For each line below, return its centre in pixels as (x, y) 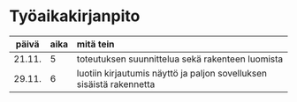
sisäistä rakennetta (116, 84)
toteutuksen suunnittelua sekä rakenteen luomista (180, 59)
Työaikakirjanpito (75, 16)
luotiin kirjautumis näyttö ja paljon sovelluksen (172, 73)
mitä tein (95, 44)
